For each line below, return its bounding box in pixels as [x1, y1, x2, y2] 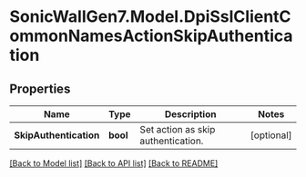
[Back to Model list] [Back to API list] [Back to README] [9, 158, 219, 169]
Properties [9, 81, 71, 96]
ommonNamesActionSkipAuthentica [9, 25, 293, 46]
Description [164, 108, 217, 120]
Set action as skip [139, 123, 216, 135]
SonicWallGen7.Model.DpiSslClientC [9, 6, 291, 27]
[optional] [250, 129, 292, 142]
